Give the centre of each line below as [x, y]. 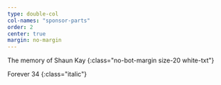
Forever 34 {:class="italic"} [47, 74]
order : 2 [20, 27]
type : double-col [33, 14]
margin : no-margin [34, 40]
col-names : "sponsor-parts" [49, 21]
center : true [27, 34]
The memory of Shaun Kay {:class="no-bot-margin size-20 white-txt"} [111, 60]
